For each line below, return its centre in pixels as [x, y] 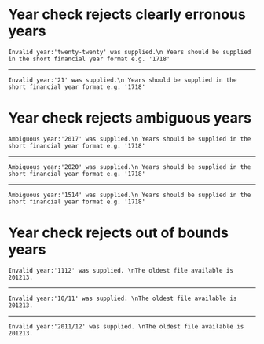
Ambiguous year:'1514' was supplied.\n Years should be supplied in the [130, 195]
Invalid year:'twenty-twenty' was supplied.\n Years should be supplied [130, 52]
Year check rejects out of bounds [119, 233]
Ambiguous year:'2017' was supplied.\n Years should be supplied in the [130, 139]
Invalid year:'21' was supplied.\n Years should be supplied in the [123, 80]
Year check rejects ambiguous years [130, 118]
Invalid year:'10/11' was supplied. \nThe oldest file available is [123, 298]
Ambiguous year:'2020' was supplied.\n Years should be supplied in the [130, 167]
